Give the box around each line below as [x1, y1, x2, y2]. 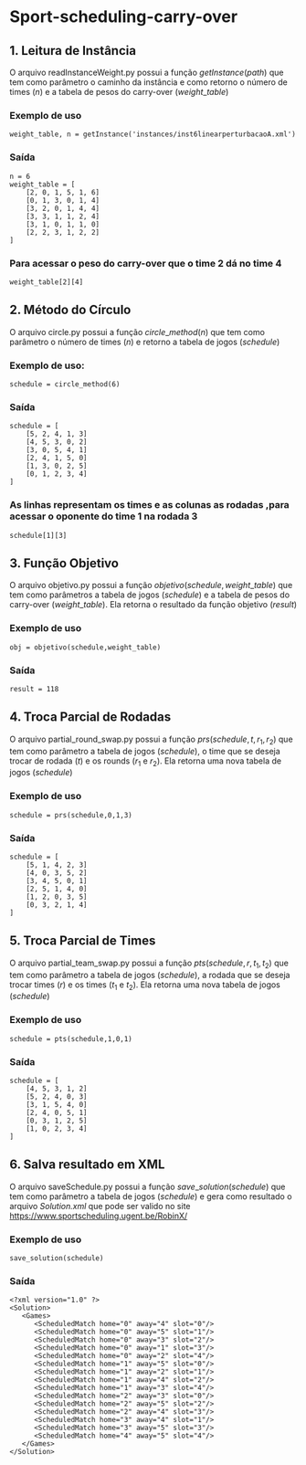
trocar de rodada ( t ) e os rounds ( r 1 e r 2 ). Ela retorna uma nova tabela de [9, 755, 281, 768]
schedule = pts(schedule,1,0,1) [9, 1034, 132, 1043]
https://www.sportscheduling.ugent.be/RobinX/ [9, 1210, 188, 1221]
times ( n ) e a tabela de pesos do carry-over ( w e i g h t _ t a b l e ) [9, 87, 229, 97]
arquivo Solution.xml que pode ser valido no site [9, 1200, 191, 1211]
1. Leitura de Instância [9, 43, 137, 58]
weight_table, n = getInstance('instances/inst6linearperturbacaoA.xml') [9, 130, 297, 139]
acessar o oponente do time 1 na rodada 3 [9, 510, 198, 522]
